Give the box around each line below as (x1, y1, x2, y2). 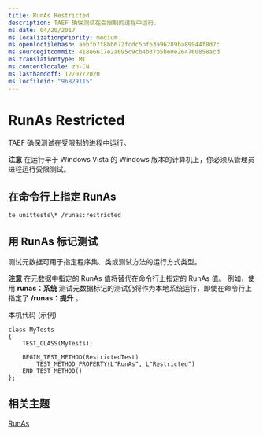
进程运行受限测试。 (8, 164, 71, 174)
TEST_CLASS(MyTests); (22, 340, 93, 348)
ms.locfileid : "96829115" (8, 77, 93, 85)
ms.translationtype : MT (8, 56, 87, 64)
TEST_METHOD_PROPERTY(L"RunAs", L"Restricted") (36, 360, 195, 368)
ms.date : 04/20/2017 (8, 26, 76, 34)
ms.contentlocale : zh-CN (8, 63, 90, 71)
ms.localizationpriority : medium (8, 33, 118, 42)
